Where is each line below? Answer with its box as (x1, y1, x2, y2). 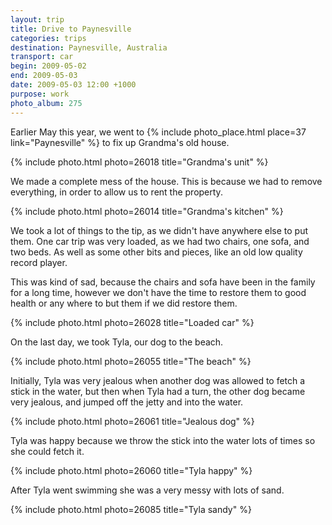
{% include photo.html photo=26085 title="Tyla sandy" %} (10, 503, 252, 515)
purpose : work (10, 89, 70, 99)
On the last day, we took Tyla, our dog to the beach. (10, 336, 224, 348)
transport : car (10, 52, 74, 62)
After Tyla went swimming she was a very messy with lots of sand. (10, 484, 285, 496)
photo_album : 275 (10, 98, 83, 108)
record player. (10, 256, 68, 268)
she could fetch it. (10, 445, 85, 457)
